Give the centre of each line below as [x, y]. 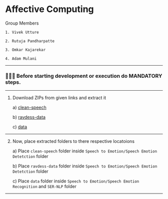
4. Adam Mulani [21, 59]
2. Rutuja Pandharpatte [30, 41]
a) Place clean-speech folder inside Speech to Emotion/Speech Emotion [85, 151]
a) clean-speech [29, 108]
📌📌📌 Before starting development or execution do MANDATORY [84, 76]
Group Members [22, 23]
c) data [20, 127]
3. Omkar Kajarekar [25, 50]
